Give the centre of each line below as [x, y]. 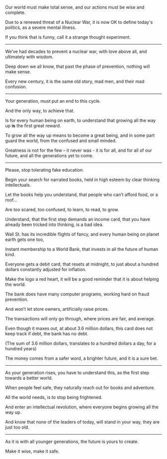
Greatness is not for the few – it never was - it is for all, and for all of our [79, 150]
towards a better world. [29, 378]
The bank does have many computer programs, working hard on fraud [77, 294]
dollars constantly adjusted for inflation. [46, 269]
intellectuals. [18, 185]
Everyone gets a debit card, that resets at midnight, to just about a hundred [82, 264]
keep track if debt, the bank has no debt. [47, 334]
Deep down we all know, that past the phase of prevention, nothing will [78, 66]
